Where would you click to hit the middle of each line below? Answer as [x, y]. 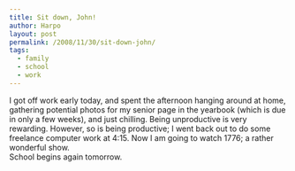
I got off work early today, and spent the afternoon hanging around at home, [147, 100]
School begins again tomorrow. [66, 157]
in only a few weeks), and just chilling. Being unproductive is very [128, 119]
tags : [19, 51]
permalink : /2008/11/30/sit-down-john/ [83, 42]
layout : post [33, 34]
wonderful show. [40, 147]
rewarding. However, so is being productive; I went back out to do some [140, 128]
